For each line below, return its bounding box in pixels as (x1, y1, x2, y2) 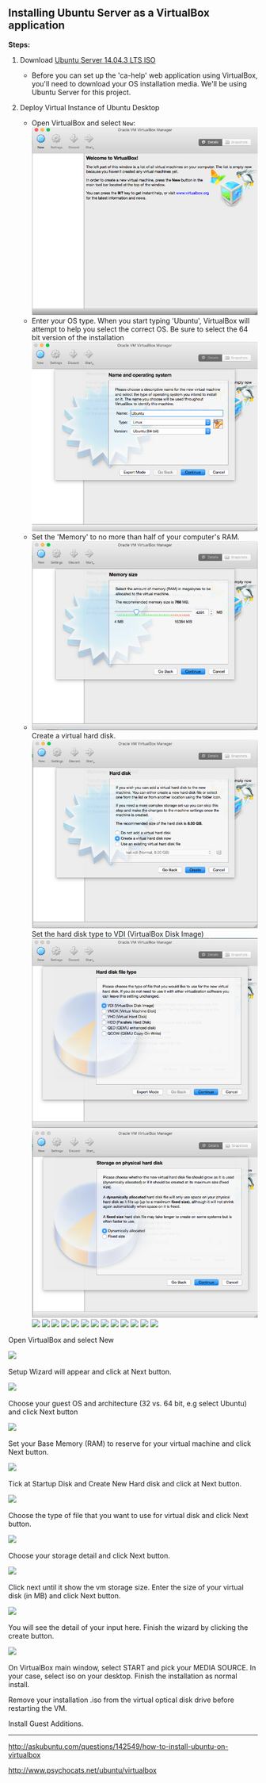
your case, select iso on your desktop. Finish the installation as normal (8, 1671, 237, 1681)
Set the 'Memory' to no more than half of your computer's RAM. (31, 532, 240, 542)
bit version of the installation (31, 332, 124, 342)
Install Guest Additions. (8, 1719, 84, 1728)
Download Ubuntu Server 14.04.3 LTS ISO (19, 55, 156, 64)
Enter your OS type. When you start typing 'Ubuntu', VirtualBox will (31, 316, 250, 325)
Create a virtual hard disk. (31, 731, 116, 741)
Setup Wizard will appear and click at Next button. (8, 1367, 172, 1377)
